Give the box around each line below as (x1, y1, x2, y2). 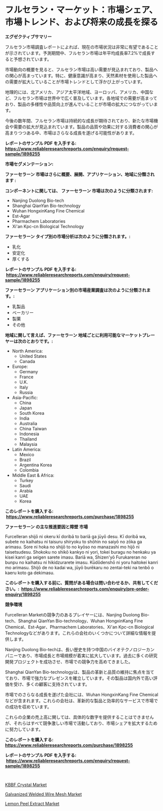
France (19, 374, 34, 380)
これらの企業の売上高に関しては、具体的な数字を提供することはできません (5, 714, 154, 720)
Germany (19, 368, 38, 374)
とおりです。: (26, 338, 54, 344)
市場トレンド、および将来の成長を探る (5, 17, 158, 28)
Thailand (19, 436, 37, 442)
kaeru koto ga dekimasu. (5, 570, 54, 576)
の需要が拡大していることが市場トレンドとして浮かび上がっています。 (5, 78, 145, 84)
